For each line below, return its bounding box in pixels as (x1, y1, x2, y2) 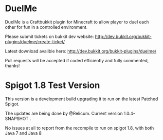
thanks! (5, 63, 20, 69)
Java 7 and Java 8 (5, 130, 42, 136)
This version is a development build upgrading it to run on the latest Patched (5, 96, 158, 102)
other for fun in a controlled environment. (5, 24, 88, 30)
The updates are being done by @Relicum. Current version (5, 110, 123, 116)
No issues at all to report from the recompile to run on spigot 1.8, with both (5, 125, 154, 131)
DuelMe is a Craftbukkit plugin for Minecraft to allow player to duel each (5, 19, 149, 25)
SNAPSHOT (5, 115, 29, 122)
